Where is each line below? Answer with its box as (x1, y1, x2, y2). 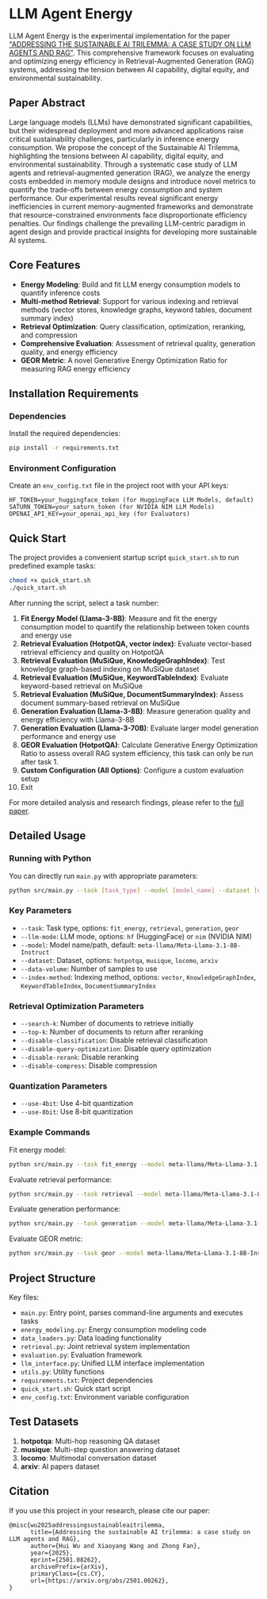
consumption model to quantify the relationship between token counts (20, 622, 250, 631)
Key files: (9, 1293, 40, 1302)
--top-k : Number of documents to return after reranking (20, 1027, 204, 1037)
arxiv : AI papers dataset (20, 1462, 100, 1471)
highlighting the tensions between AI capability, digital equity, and (9, 151, 224, 160)
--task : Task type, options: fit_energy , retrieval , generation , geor (20, 923, 240, 933)
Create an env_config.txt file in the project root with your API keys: (9, 481, 229, 491)
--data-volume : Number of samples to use (20, 964, 158, 973)
